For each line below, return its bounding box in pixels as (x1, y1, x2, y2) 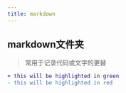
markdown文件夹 (7, 38, 84, 50)
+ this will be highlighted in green (7, 72, 120, 80)
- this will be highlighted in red (7, 80, 113, 87)
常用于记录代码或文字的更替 (24, 58, 107, 67)
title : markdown (7, 10, 56, 18)
